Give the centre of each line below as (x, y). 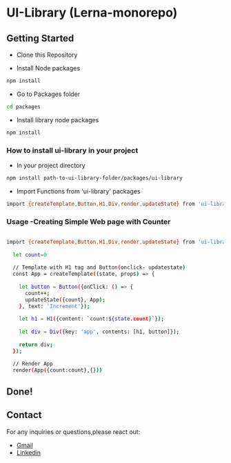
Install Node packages (48, 68)
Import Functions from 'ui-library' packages (78, 191)
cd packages (23, 106)
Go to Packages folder (48, 94)
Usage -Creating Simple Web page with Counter (89, 221)
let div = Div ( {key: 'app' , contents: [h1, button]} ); (99, 332)
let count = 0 (30, 255)
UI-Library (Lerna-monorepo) (92, 13)
